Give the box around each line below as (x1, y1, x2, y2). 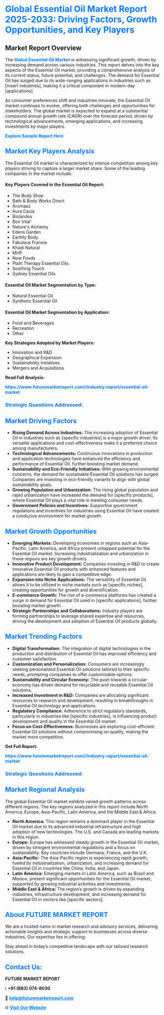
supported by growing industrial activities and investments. (12, 881, 132, 887)
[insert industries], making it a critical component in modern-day (5, 83, 136, 89)
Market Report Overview (5, 44, 82, 52)
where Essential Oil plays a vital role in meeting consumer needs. (12, 497, 143, 503)
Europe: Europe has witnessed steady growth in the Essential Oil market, (12, 839, 160, 845)
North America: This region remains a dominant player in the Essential (12, 818, 155, 824)
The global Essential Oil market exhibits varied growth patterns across (5, 798, 146, 804)
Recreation (12, 325, 34, 331)
